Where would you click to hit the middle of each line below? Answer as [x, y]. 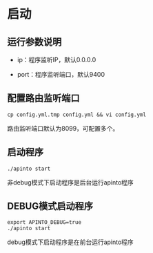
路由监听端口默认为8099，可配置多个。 [63, 128]
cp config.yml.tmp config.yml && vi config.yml [77, 115]
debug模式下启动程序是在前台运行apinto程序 [71, 242]
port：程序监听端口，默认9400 [61, 74]
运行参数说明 [34, 42]
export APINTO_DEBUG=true [44, 223]
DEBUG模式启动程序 [50, 206]
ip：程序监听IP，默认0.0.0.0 [57, 60]
